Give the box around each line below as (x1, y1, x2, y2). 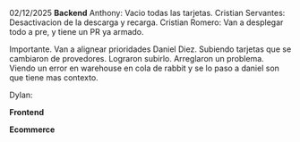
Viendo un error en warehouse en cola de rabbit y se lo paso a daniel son (9, 63, 280, 73)
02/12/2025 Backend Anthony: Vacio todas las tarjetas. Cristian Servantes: (9, 8, 286, 18)
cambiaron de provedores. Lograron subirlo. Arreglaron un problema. (9, 54, 264, 63)
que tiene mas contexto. (9, 72, 99, 83)
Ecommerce (9, 124, 56, 135)
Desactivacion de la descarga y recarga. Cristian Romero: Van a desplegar (9, 17, 284, 28)
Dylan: (9, 89, 33, 100)
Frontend (9, 107, 45, 117)
